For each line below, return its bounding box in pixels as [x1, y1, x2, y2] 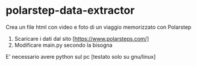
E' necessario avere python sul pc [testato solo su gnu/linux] [5, 53, 156, 60]
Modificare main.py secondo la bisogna [14, 41, 113, 49]
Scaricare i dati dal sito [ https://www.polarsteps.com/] [14, 35, 149, 42]
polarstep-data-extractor [5, 4, 135, 17]
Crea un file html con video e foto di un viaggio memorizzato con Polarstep [5, 23, 192, 31]
